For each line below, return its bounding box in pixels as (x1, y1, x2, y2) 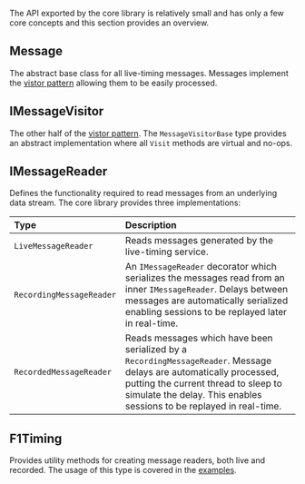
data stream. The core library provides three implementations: (9, 197, 241, 208)
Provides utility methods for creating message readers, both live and (9, 455, 266, 466)
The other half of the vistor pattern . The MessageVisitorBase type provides (9, 127, 288, 139)
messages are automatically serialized (125, 294, 289, 307)
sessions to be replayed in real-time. (125, 400, 282, 412)
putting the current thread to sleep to (125, 377, 283, 390)
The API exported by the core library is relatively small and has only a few (9, 8, 284, 18)
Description (125, 219, 177, 232)
